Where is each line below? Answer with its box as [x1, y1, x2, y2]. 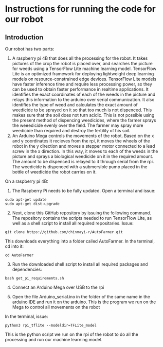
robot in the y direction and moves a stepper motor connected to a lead [12, 143, 155, 149]
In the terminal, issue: [5, 313, 48, 319]
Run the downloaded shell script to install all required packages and [12, 261, 148, 267]
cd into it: [5, 243, 24, 249]
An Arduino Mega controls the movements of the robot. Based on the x [12, 133, 154, 139]
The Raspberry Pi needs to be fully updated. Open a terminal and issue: [12, 188, 156, 193]
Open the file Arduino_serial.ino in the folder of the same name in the [12, 294, 150, 299]
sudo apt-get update [5, 197, 47, 202]
